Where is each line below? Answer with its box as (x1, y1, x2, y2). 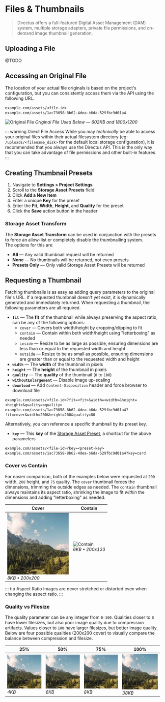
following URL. (5, 95, 35, 101)
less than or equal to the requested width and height (19, 346, 126, 352)
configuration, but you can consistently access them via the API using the (5, 90, 154, 96)
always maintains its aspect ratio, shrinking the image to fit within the (5, 489, 145, 495)
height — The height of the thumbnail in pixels (12, 366, 107, 372)
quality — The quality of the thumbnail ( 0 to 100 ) (12, 372, 112, 378)
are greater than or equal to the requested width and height (19, 356, 140, 362)
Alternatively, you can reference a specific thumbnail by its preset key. (5, 421, 147, 427)
